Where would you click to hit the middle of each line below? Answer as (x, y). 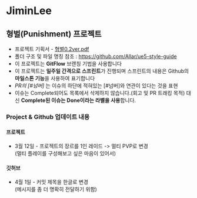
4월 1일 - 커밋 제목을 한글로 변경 (51, 182)
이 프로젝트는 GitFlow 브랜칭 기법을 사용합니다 (68, 64)
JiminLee (29, 11)
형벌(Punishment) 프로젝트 (54, 34)
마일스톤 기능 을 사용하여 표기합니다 (55, 78)
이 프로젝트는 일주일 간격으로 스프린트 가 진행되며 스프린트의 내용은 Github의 (102, 71)
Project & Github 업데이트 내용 (48, 117)
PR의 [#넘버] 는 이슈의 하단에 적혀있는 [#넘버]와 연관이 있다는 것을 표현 (96, 86)
